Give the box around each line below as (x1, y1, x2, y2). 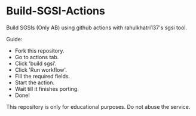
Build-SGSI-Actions (6, 4, 106, 18)
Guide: (6, 35, 23, 42)
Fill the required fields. (14, 72, 71, 80)
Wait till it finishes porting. (14, 85, 79, 92)
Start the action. (14, 79, 55, 86)
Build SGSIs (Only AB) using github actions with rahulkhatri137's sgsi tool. (6, 24, 187, 31)
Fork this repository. (14, 47, 65, 54)
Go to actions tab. (14, 53, 59, 60)
